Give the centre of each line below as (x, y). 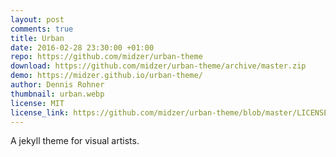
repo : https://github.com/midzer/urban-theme (106, 57)
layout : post (37, 19)
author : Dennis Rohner (57, 85)
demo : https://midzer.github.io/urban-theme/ (106, 76)
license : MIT (37, 103)
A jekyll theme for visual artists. (75, 141)
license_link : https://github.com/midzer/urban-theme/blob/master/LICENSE (169, 112)
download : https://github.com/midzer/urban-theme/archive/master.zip (158, 66)
